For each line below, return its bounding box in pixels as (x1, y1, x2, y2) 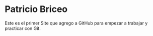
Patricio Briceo (5, 3, 68, 15)
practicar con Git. (5, 25, 41, 31)
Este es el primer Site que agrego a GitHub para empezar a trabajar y (5, 20, 148, 26)
